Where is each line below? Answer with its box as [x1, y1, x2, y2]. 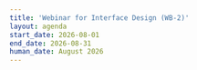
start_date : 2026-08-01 [9, 30, 100, 39]
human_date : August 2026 [9, 47, 104, 56]
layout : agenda [9, 22, 67, 31]
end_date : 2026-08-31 [9, 38, 92, 48]
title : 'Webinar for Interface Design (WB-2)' [9, 13, 190, 23]
